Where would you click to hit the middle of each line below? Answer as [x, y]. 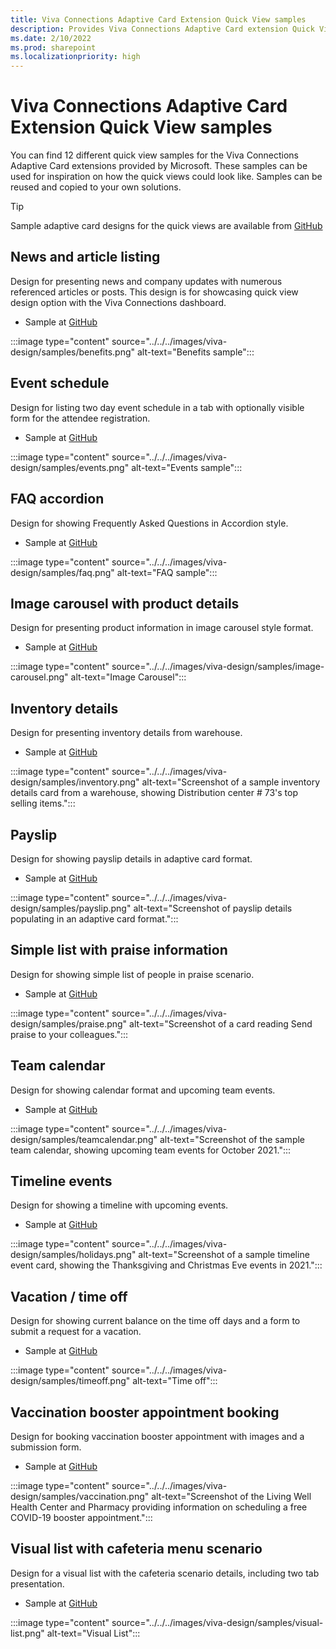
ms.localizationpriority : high [75, 57]
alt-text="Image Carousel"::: [128, 677]
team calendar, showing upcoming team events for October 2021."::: [151, 1150]
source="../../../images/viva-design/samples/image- [218, 667]
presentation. [37, 1583]
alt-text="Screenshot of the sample [232, 1139]
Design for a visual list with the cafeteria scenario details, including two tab [165, 1573]
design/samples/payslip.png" [71, 908]
